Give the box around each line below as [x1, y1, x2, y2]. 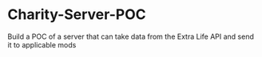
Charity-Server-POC [7, 6, 146, 24]
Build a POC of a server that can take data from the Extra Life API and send [7, 32, 255, 41]
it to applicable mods [7, 40, 77, 49]
